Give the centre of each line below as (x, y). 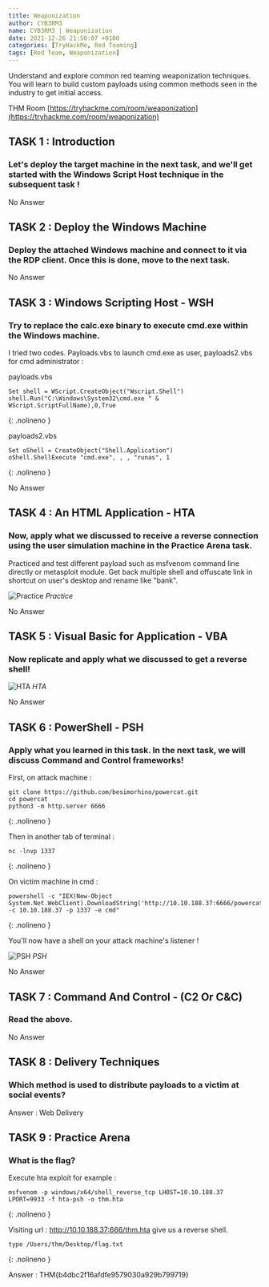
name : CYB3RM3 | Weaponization (60, 30)
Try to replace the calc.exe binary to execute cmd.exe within (128, 325)
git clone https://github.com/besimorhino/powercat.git (103, 792)
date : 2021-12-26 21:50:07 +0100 (64, 38)
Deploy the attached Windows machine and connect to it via (128, 250)
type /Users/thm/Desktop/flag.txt (66, 1245)
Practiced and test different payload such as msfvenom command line (124, 563)
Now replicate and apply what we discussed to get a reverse (128, 660)
